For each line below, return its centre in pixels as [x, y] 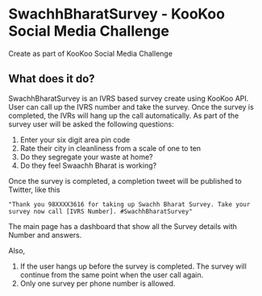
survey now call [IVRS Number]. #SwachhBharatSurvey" [101, 211]
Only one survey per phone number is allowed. [98, 283]
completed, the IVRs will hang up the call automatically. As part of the [124, 115]
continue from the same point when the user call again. [112, 274]
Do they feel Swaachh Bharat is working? [88, 165]
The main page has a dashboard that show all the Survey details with [123, 226]
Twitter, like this [34, 190]
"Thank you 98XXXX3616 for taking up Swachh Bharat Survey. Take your [129, 204]
